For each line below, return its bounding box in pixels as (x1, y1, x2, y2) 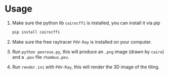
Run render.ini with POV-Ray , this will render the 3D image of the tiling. (12, 64, 160, 70)
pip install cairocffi (12, 29, 60, 34)
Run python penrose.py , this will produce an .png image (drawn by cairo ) (12, 49, 164, 55)
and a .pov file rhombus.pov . (12, 54, 69, 60)
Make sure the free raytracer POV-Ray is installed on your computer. (12, 39, 152, 45)
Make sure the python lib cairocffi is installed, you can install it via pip (12, 20, 160, 26)
